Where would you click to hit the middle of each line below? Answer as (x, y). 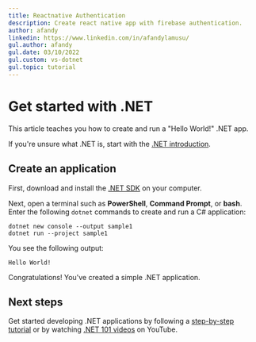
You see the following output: (56, 248)
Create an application (62, 169)
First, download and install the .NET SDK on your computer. (105, 188)
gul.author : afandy (40, 45)
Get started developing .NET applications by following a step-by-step (121, 321)
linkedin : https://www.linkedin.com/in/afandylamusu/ (99, 38)
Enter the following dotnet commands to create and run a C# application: (127, 212)
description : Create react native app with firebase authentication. (126, 23)
